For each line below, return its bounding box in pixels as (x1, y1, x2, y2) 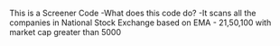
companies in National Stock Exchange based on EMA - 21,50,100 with (9, 17, 272, 28)
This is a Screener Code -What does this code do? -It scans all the (9, 8, 257, 18)
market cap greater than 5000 (9, 27, 122, 37)
